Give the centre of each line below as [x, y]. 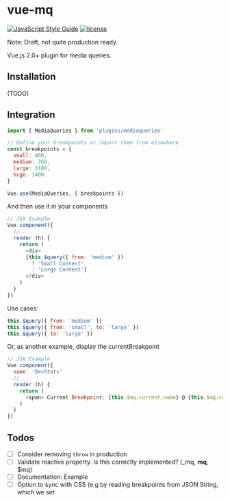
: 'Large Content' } [60, 270]
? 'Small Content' [58, 263]
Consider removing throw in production [72, 454]
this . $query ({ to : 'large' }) [50, 334]
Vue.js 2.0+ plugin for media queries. [59, 55]
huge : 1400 [29, 174]
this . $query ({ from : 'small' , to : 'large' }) [73, 327]
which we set [36, 492]
